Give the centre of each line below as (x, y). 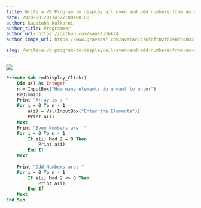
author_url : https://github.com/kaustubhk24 (63, 34)
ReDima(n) (29, 94)
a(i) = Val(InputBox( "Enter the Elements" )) (84, 111)
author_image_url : (29, 39)
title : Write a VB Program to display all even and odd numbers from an (99, 12)
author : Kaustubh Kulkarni (40, 23)
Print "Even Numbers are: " (52, 128)
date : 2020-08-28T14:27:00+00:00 (48, 17)
